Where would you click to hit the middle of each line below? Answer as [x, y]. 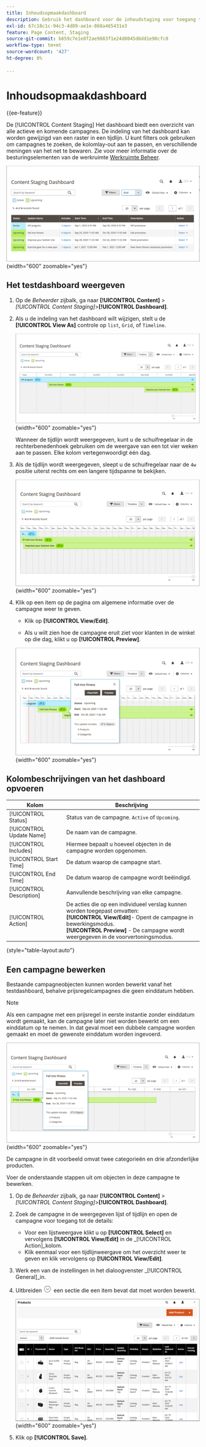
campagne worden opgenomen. [107, 850]
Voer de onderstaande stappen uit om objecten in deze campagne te [93, 1177]
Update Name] [28, 835]
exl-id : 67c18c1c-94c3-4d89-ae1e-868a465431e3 [67, 26]
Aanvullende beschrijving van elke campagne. [124, 892]
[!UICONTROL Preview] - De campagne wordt [125, 930]
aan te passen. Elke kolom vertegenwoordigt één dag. [83, 452]
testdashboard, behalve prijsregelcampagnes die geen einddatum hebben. [101, 990]
